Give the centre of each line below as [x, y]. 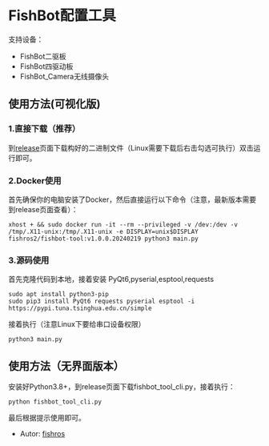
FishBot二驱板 [43, 56]
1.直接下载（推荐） [44, 129]
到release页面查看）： [43, 209]
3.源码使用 [29, 260]
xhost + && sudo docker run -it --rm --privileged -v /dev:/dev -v [123, 224]
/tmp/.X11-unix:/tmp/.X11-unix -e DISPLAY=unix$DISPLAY [103, 231]
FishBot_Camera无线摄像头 [64, 76]
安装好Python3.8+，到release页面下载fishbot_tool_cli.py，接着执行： [122, 387]
